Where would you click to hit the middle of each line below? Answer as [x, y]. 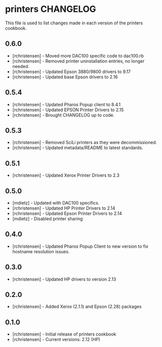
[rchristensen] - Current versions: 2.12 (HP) [56, 340]
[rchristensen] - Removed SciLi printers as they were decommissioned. [84, 142]
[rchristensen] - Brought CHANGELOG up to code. [63, 115]
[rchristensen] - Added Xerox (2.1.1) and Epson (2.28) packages [77, 307]
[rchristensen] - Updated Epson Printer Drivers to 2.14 [67, 213]
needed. [21, 66]
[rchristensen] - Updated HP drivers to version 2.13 [64, 279]
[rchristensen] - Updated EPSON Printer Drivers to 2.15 [68, 110]
